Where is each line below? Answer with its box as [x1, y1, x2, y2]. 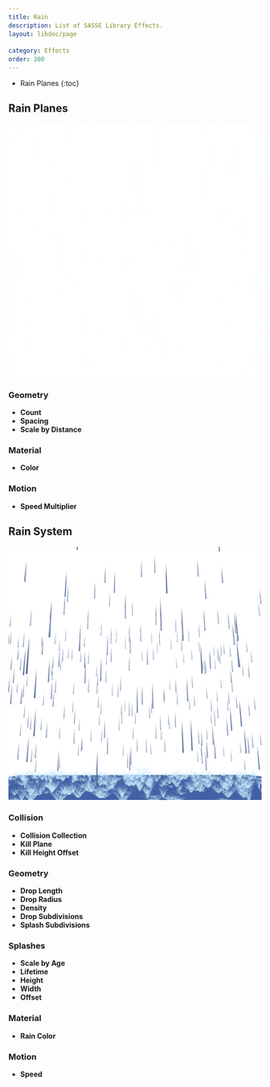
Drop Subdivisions [19, 912, 84, 921]
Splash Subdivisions [19, 921, 90, 930]
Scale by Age [19, 958, 66, 968]
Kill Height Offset [19, 847, 79, 857]
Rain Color [19, 1031, 56, 1040]
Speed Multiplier [19, 501, 77, 511]
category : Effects [8, 47, 70, 55]
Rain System [8, 525, 72, 539]
